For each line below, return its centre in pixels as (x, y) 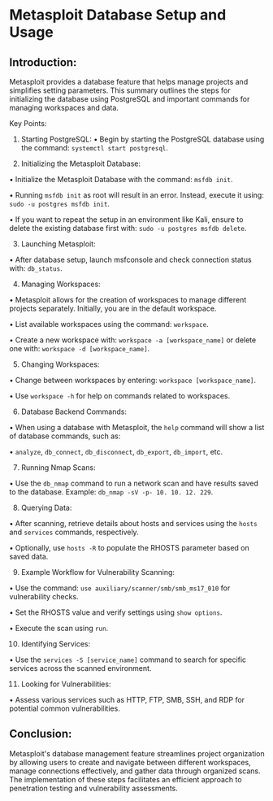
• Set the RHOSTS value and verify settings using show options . (116, 612)
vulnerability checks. (44, 596)
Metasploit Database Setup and (118, 15)
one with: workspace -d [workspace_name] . (80, 348)
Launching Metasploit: (58, 244)
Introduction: (43, 62)
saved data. (29, 556)
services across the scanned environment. (80, 668)
